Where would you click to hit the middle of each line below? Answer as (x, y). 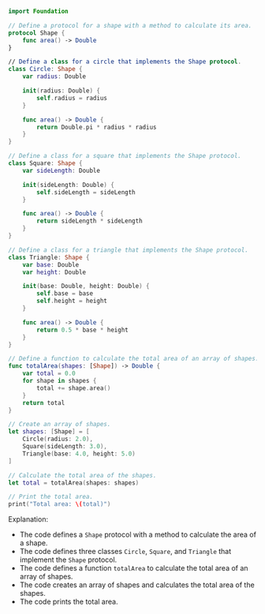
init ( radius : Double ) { (62, 91)
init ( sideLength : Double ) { (68, 185)
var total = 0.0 (49, 374)
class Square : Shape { (45, 163)
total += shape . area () (74, 388)
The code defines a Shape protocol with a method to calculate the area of (138, 535)
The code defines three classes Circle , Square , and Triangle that (125, 552)
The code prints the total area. (69, 602)
